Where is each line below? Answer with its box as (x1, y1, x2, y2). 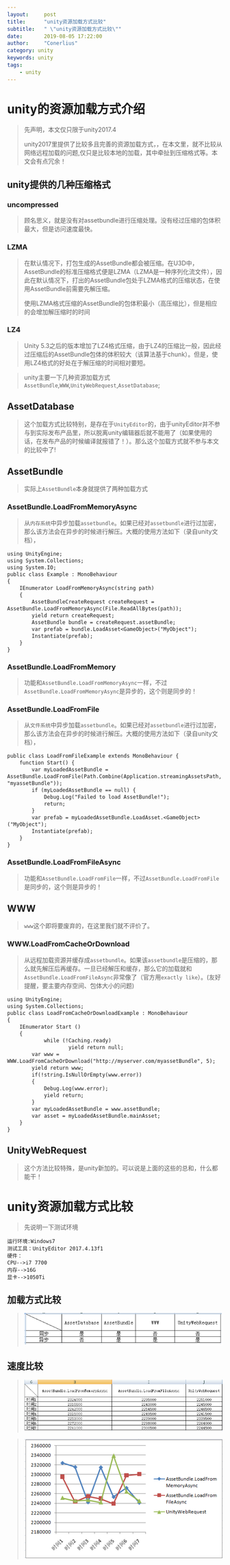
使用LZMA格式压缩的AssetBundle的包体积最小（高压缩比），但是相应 (23, 299, 218, 308)
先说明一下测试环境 (23, 1223, 79, 1231)
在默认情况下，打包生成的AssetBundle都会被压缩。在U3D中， (23, 259, 199, 267)
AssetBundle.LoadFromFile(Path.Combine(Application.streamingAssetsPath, (7, 773, 222, 780)
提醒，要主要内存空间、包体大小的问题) (23, 981, 135, 990)
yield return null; (68, 1044, 125, 1051)
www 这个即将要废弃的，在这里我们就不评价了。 (23, 922, 154, 930)
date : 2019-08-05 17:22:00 (7, 33, 103, 40)
